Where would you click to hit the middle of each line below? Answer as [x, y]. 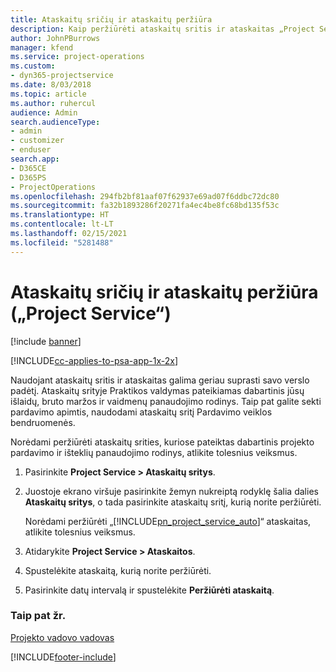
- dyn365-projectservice [62, 76]
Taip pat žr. [38, 616]
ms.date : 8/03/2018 [51, 85]
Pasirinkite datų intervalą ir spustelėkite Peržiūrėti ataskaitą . [149, 590]
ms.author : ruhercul [53, 103]
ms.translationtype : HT [60, 215]
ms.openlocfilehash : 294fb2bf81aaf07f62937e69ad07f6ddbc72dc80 [145, 196]
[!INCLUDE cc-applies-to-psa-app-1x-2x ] [94, 360]
